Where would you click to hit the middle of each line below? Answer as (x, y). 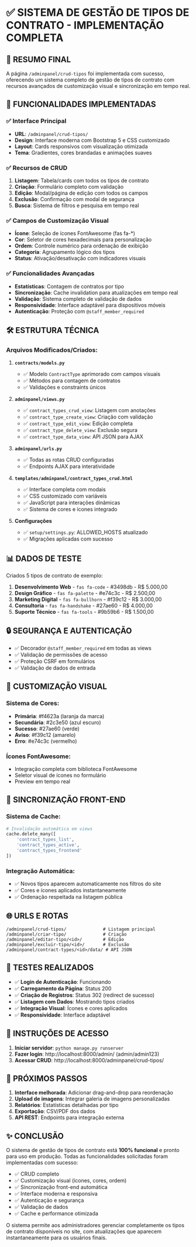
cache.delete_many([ (31, 834)
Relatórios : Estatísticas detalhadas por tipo (66, 1105)
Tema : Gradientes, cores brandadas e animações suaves (83, 152)
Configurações (33, 521)
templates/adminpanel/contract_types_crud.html (73, 479)
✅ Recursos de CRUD (37, 168)
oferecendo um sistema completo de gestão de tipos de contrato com (90, 80)
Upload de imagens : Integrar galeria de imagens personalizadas (92, 1099)
